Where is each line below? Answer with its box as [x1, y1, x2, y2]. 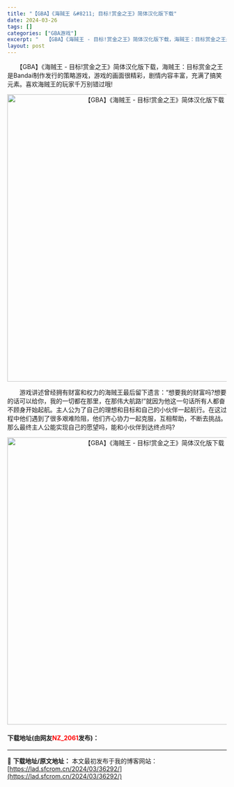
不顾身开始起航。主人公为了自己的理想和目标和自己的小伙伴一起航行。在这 [7, 405, 221, 414]
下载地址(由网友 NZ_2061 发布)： [7, 733, 100, 742]
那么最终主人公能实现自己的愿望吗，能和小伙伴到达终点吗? [7, 423, 175, 431]
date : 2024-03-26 [7, 17, 58, 24]
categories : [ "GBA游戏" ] [7, 29, 77, 37]
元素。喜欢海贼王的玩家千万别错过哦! [7, 80, 114, 88]
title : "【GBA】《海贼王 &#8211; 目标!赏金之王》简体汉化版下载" [7, 10, 178, 17]
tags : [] [7, 23, 33, 30]
